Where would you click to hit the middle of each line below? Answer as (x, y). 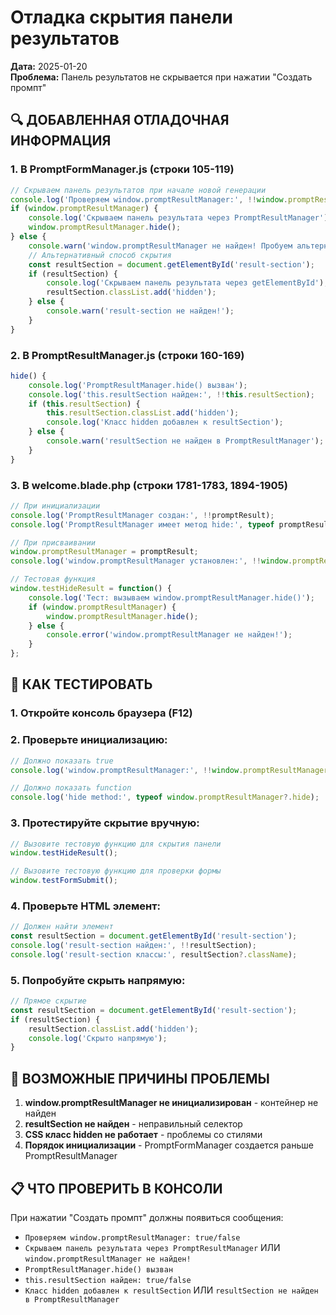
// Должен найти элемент (62, 927)
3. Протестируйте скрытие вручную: (105, 823)
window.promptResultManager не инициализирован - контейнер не (171, 1103)
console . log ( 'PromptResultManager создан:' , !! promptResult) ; (142, 515)
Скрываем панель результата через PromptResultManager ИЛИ (152, 1247)
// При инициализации (55, 506)
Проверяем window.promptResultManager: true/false (132, 1237)
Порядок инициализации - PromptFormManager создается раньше (169, 1145)
